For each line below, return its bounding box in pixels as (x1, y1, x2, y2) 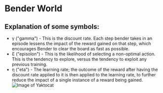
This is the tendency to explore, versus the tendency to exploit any (11, 56, 147, 62)
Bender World (4, 3, 63, 14)
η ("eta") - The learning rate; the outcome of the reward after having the (11, 67, 158, 72)
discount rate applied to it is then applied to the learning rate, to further (11, 72, 156, 77)
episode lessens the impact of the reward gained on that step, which (11, 41, 151, 46)
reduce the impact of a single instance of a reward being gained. (11, 77, 143, 83)
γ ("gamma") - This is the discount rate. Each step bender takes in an (11, 35, 153, 41)
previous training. (11, 62, 48, 67)
